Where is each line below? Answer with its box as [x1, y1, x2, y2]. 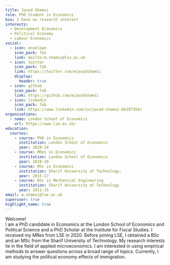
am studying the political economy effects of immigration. [5, 253, 126, 260]
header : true [18, 78, 47, 84]
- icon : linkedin [10, 97, 47, 102]
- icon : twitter [10, 60, 44, 65]
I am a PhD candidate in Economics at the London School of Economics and [5, 221, 164, 227]
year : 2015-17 [18, 173, 49, 178]
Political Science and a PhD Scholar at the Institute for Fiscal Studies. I [5, 226, 153, 232]
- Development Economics [10, 26, 63, 32]
